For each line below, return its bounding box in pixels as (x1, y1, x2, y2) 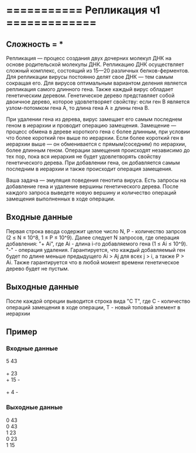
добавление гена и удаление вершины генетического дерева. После (6, 183, 179, 190)
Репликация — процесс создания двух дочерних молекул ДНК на (6, 55, 171, 61)
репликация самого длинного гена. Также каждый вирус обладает (6, 86, 174, 92)
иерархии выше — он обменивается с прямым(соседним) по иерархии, (6, 141, 187, 147)
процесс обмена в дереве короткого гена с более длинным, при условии (6, 128, 190, 135)
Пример (6, 327, 37, 337)
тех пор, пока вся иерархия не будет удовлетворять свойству (6, 153, 161, 160)
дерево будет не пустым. (6, 265, 69, 272)
